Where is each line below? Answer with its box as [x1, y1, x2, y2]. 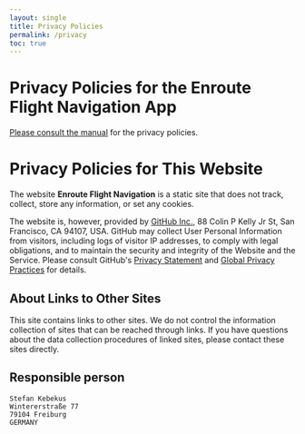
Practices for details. [9, 264, 87, 275]
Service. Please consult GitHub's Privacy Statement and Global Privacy [9, 255, 275, 266]
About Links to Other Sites [9, 291, 162, 306]
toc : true [9, 38, 47, 48]
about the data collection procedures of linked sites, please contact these [9, 333, 285, 345]
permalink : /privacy [9, 30, 88, 39]
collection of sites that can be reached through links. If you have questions [9, 324, 289, 335]
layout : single [9, 13, 67, 23]
